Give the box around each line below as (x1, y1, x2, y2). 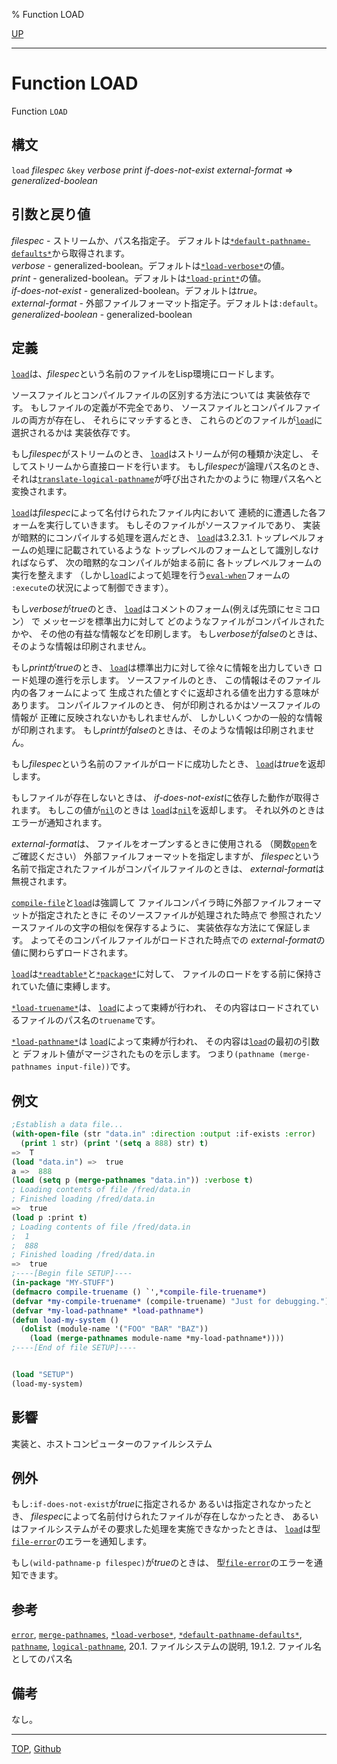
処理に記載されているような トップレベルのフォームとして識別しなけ (37, 544, 320, 556)
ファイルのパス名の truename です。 (19, 1014, 161, 1026)
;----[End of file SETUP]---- (11, 1343, 138, 1353)
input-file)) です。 (55, 1060, 136, 1073)
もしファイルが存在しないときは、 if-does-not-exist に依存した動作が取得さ (11, 792, 321, 804)
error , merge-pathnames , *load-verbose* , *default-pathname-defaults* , (11, 1629, 303, 1641)
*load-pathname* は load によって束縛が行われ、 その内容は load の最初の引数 (11, 1035, 320, 1048)
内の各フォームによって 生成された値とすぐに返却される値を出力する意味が (11, 687, 319, 699)
